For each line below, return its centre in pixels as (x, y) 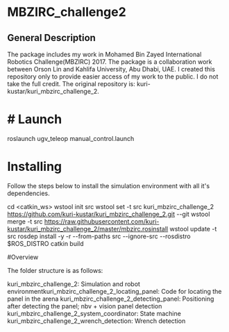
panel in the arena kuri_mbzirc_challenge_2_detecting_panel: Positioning (111, 299)
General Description (51, 38)
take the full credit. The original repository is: (71, 84)
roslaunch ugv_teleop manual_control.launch (71, 138)
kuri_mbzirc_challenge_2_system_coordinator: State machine (94, 313)
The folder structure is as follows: (55, 270)
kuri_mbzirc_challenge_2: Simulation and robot (74, 284)
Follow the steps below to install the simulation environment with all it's (109, 185)
